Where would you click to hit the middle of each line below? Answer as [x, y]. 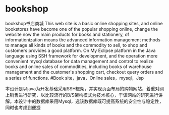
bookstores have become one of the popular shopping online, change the [81, 29]
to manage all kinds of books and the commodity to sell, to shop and [76, 45]
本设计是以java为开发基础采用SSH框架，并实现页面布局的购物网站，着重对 [82, 88]
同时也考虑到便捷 [23, 107]
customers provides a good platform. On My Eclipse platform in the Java [80, 50]
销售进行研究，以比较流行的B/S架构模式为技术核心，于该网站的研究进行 [84, 95]
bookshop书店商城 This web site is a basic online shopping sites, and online [84, 23]
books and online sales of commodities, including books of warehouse [79, 67]
